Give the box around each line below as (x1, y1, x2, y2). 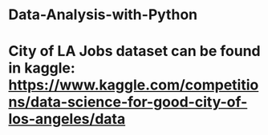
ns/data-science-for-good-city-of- (8, 93, 248, 111)
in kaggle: (8, 59, 76, 77)
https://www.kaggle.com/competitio (8, 76, 259, 94)
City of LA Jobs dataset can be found (8, 42, 261, 61)
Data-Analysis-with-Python (8, 6, 198, 24)
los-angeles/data (8, 110, 126, 129)
